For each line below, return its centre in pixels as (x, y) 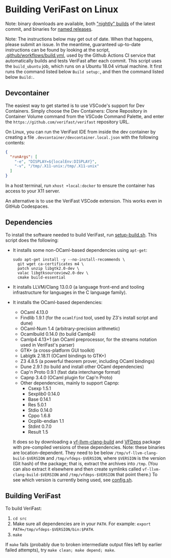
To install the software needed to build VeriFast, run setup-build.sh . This (81, 234)
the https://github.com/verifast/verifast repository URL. (68, 122)
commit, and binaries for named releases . (49, 29)
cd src (20, 519)
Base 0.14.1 (39, 399)
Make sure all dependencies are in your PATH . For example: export (82, 524)
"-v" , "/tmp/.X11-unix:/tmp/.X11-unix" (57, 166)
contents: (15, 142)
